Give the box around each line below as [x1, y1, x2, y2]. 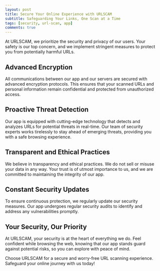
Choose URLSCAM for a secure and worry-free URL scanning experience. [5, 255, 153, 261]
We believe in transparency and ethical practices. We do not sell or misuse [5, 161, 155, 167]
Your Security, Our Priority [5, 222, 87, 231]
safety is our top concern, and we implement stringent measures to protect [5, 44, 156, 50]
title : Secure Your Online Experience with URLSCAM [5, 12, 112, 17]
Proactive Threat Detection [5, 106, 89, 114]
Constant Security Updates [5, 185, 89, 194]
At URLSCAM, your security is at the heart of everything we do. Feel [5, 235, 142, 241]
